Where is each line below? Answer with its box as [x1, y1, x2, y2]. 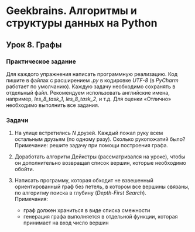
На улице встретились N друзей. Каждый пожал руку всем [14, 130, 163, 137]
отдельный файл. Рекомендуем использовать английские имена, [6, 89, 170, 96]
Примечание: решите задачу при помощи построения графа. [14, 142, 169, 149]
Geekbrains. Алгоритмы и [6, 4, 138, 18]
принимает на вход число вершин [23, 219, 110, 226]
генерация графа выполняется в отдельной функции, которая [23, 213, 178, 220]
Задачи [6, 116, 29, 124]
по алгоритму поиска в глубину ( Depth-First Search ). [14, 189, 146, 196]
